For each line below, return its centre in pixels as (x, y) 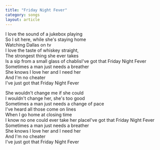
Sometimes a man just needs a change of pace (55, 104)
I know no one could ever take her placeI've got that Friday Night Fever (80, 120)
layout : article (22, 19)
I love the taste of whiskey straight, (42, 50)
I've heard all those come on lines (41, 109)
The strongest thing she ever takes (42, 56)
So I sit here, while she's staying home (46, 39)
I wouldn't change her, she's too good (45, 98)
